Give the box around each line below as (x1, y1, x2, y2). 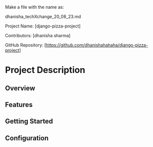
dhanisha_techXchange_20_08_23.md (5, 14, 81, 19)
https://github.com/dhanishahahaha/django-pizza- (45, 42, 148, 48)
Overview (5, 84, 36, 92)
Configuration (5, 134, 49, 142)
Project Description (5, 65, 86, 75)
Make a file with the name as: (5, 4, 65, 10)
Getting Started (5, 117, 53, 125)
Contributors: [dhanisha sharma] (5, 33, 71, 38)
